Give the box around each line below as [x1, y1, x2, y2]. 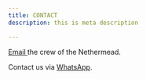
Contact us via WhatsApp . [8, 62, 93, 71]
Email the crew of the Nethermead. [8, 47, 122, 56]
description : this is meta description [8, 19, 139, 27]
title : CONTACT [8, 11, 58, 20]
